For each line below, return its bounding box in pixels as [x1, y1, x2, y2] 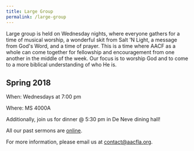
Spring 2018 [6, 78, 51, 87]
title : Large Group [6, 8, 54, 15]
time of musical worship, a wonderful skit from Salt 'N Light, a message [6, 36, 178, 43]
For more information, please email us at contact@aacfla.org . [6, 138, 153, 146]
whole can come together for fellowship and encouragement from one [6, 48, 175, 55]
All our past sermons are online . [6, 127, 83, 134]
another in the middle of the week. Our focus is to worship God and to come [6, 55, 188, 62]
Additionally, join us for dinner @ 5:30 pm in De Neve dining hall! [6, 116, 161, 123]
